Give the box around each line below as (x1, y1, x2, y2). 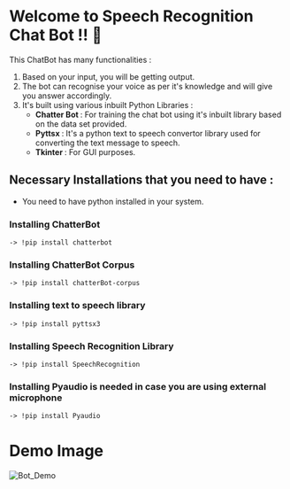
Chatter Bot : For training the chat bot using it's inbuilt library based (34, 109, 282, 120)
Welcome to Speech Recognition (9, 6, 254, 27)
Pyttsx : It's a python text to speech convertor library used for (34, 128, 261, 138)
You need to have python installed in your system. (21, 196, 204, 206)
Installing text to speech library (9, 299, 146, 312)
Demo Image (9, 441, 104, 462)
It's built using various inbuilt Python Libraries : (21, 99, 194, 110)
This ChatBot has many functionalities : (9, 54, 152, 65)
